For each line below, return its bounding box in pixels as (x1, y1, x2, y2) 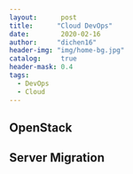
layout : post (9, 12, 77, 22)
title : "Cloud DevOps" (9, 21, 113, 30)
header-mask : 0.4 (9, 63, 74, 72)
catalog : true (9, 54, 77, 63)
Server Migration (9, 150, 105, 165)
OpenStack (9, 120, 73, 135)
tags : (9, 71, 29, 80)
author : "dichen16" (9, 37, 98, 47)
